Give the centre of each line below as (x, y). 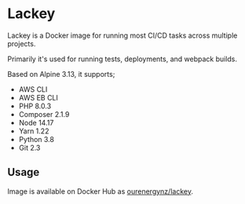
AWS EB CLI (38, 97)
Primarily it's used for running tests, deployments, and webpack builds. (122, 59)
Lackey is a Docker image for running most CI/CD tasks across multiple (122, 35)
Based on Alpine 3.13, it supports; (61, 74)
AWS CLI (33, 89)
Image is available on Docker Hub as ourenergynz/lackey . (101, 191)
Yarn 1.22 (34, 131)
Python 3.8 (36, 139)
